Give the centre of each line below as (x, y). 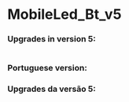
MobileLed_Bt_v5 (64, 15)
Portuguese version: (47, 68)
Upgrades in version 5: (52, 39)
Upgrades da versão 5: (52, 89)
